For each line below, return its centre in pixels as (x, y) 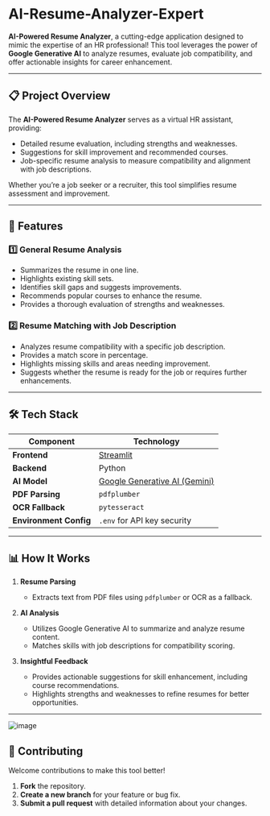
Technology (156, 441)
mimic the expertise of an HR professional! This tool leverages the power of (133, 44)
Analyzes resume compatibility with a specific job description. (123, 346)
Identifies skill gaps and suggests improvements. (101, 288)
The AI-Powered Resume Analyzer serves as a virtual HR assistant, (121, 119)
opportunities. (55, 702)
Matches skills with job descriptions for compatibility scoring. (133, 646)
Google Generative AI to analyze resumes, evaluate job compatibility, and (131, 53)
